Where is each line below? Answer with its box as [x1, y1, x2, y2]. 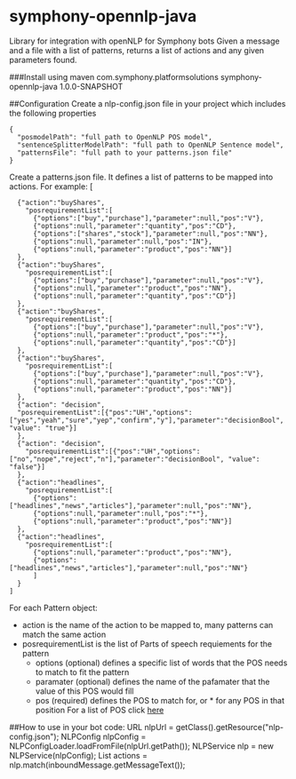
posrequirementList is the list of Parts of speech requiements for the [21, 638, 273, 649]
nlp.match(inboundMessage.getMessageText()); [9, 759, 186, 770]
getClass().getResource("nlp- [175, 721, 284, 732]
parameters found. [9, 54, 77, 65]
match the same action [21, 629, 107, 640]
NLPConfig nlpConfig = [60, 731, 147, 742]
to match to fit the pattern [35, 666, 130, 677]
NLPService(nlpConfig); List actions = [9, 750, 148, 760]
